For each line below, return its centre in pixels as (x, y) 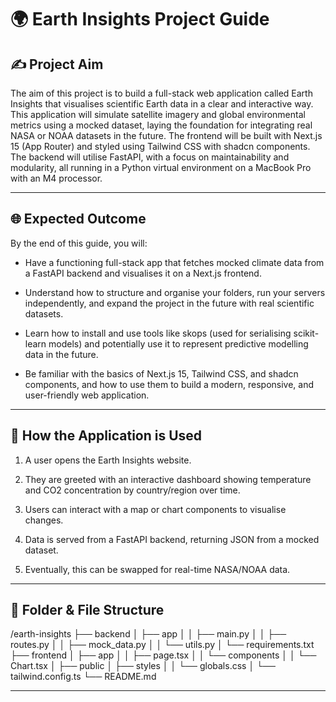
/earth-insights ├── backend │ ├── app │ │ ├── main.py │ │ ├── (148, 634)
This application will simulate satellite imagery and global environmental (158, 114)
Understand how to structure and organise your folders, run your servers (175, 292)
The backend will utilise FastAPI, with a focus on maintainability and (150, 157)
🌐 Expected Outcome (78, 219)
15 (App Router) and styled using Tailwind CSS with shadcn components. (160, 146)
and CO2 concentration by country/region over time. (132, 490)
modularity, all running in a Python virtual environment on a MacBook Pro (161, 167)
